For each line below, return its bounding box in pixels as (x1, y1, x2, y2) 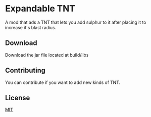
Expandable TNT (5, 3, 76, 14)
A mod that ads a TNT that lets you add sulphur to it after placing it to (5, 19, 147, 25)
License (5, 93, 30, 102)
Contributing (5, 66, 46, 75)
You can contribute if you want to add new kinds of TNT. (5, 79, 120, 85)
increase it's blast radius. (5, 24, 56, 30)
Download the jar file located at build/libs (5, 52, 89, 58)
